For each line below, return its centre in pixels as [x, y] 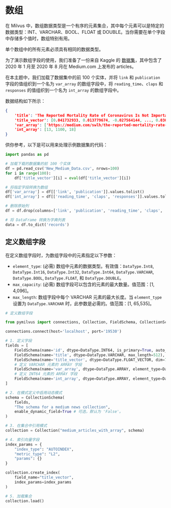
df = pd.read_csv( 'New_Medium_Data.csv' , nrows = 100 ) [62, 168]
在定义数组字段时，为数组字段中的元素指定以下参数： [61, 255]
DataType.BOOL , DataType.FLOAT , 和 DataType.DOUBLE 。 [68, 278]
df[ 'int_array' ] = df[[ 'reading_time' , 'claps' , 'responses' [72, 197]
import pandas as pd [27, 155]
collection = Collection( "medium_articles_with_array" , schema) [75, 430]
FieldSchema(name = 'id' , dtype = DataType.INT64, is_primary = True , [84, 350]
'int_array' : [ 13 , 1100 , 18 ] [45, 130]
